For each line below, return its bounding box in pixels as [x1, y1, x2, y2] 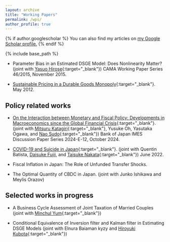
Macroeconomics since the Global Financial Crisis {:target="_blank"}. [12, 120, 156, 126]
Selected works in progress [5, 191, 94, 200]
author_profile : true [5, 21, 51, 27]
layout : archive [5, 7, 39, 13]
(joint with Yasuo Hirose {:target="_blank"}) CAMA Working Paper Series [12, 66, 163, 72]
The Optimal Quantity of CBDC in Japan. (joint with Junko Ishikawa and [12, 171, 161, 178]
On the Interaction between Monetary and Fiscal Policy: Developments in [12, 115, 165, 121]
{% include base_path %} [5, 51, 59, 57]
